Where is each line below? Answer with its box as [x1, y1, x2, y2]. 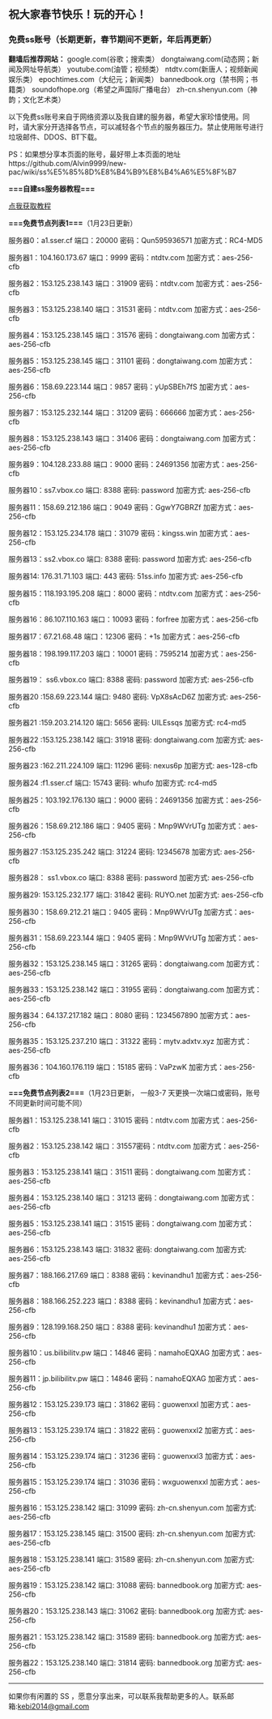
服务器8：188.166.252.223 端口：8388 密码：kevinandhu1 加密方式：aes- [8, 1296, 253, 1306]
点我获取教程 [8, 201, 51, 211]
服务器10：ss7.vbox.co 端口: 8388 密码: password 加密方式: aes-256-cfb [8, 485, 251, 494]
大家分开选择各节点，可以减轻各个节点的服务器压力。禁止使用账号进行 [29, 122, 264, 131]
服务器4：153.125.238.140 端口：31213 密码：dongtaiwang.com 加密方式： [8, 1192, 257, 1202]
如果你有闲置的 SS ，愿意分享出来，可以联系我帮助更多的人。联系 [8, 1691, 227, 1700]
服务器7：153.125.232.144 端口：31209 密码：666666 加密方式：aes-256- [8, 408, 256, 417]
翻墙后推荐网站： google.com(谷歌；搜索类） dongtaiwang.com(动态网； [8, 53, 253, 63]
